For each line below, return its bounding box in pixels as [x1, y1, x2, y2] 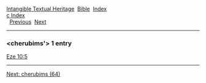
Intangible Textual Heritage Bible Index [6, 5, 107, 12]
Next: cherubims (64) [6, 70, 61, 78]
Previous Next [9, 18, 47, 25]
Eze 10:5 [6, 53, 28, 60]
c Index [6, 12, 26, 19]
